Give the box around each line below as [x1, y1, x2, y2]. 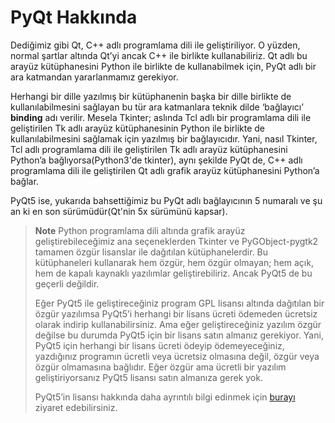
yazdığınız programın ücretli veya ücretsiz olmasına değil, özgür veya [34, 350, 320, 362]
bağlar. [10, 175, 39, 187]
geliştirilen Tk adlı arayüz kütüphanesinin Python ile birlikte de [10, 122, 266, 134]
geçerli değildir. [34, 277, 100, 290]
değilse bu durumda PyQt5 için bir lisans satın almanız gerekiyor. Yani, [34, 329, 324, 341]
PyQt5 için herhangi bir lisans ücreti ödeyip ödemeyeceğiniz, [34, 339, 285, 351]
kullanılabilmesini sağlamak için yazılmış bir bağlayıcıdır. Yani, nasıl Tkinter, [10, 132, 318, 145]
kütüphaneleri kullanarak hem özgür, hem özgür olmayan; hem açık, [34, 256, 314, 268]
